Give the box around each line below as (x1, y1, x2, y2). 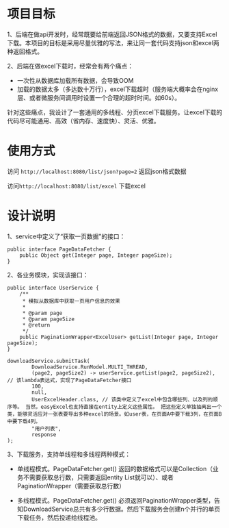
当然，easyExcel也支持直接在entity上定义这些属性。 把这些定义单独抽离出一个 (25, 403, 222, 410)
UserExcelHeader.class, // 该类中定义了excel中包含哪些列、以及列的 (31, 396, 213, 403)
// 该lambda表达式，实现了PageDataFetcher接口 (7, 377, 132, 384)
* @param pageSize (22, 316, 75, 323)
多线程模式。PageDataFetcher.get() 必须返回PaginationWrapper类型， (16, 496, 215, 504)
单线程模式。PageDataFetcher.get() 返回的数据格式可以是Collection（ (16, 464, 213, 473)
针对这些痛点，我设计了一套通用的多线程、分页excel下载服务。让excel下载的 (7, 108, 223, 116)
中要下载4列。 (7, 418, 41, 425)
